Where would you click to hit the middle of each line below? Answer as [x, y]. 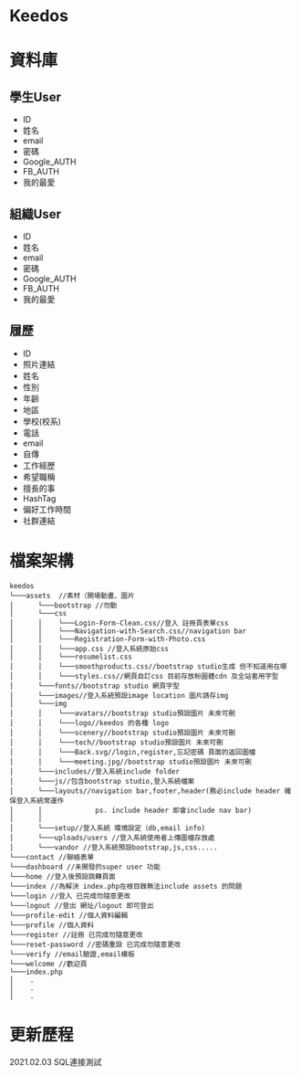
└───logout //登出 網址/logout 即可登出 [82, 905]
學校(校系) [42, 421]
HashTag [39, 498]
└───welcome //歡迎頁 [48, 964]
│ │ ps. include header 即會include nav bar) [131, 810]
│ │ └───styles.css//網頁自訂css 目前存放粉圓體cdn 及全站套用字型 [144, 676]
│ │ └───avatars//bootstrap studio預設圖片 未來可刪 [122, 713]
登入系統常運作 [40, 800]
